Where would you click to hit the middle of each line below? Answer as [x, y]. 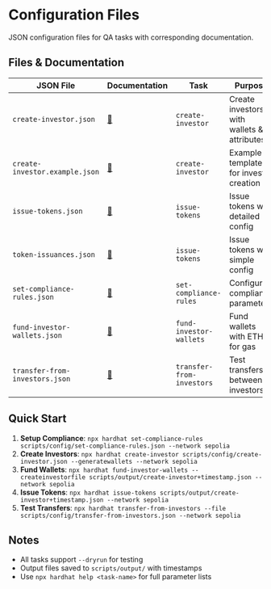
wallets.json [38, 335]
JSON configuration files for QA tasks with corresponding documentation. [131, 37]
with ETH [246, 336]
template [246, 162]
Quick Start [38, 419]
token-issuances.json [54, 255]
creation [244, 183]
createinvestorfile [53, 477]
